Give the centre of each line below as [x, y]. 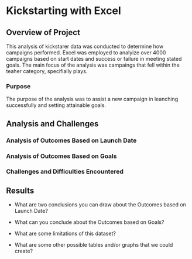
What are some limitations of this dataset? [65, 234]
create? [24, 251]
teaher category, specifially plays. [47, 71]
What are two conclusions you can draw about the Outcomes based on [100, 205]
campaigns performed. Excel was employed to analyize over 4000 [86, 53]
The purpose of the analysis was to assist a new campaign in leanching [92, 99]
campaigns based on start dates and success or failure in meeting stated [94, 59]
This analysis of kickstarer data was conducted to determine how [85, 46]
